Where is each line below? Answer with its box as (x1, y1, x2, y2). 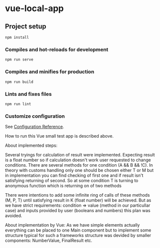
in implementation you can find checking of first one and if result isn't (5, 172, 144, 178)
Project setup (5, 22, 47, 31)
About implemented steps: (5, 142, 58, 148)
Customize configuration (5, 112, 65, 119)
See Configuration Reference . (5, 124, 64, 130)
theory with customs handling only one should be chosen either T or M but (5, 168, 154, 173)
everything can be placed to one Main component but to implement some (5, 227, 151, 233)
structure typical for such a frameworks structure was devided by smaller (5, 232, 151, 238)
